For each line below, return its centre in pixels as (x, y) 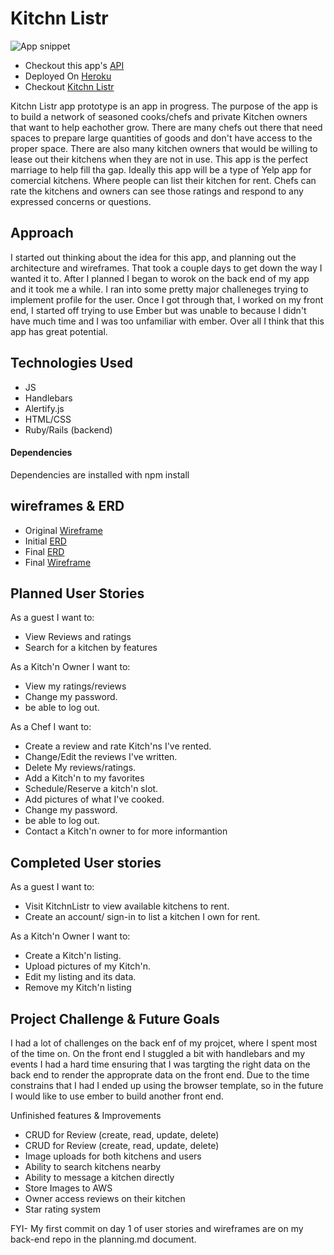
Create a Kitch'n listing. (73, 956)
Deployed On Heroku (68, 76)
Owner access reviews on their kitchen (105, 1199)
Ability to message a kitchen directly (99, 1178)
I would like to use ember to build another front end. (117, 1096)
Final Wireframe (58, 562)
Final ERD (44, 551)
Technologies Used (71, 363)
